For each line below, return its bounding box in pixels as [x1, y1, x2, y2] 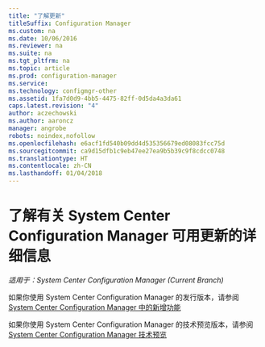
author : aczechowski [8, 110, 78, 118]
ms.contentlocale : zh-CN [8, 162, 92, 170]
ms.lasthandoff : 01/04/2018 [8, 169, 103, 178]
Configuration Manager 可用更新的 [8, 227, 243, 245]
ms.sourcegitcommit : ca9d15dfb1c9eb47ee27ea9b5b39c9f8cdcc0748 [8, 147, 226, 155]
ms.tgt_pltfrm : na [8, 57, 70, 65]
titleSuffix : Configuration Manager [8, 19, 131, 27]
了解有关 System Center [8, 207, 171, 225]
